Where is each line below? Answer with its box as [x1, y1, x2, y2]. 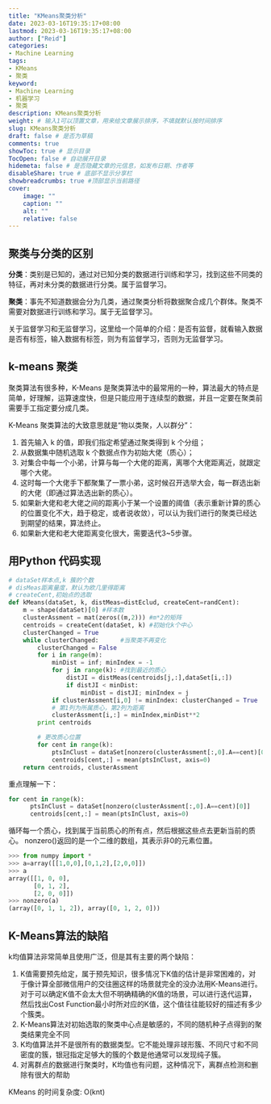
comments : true [8, 139, 60, 148]
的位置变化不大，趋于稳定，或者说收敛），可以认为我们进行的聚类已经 [19, 508, 250, 518]
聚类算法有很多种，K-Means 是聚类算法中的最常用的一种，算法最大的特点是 [8, 383, 260, 392]
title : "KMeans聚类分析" [8, 11, 87, 20]
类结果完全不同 [19, 1030, 70, 1039]
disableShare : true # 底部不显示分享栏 [8, 170, 133, 178]
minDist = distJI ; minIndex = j [80, 688, 190, 697]
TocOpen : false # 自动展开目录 [8, 154, 106, 162]
